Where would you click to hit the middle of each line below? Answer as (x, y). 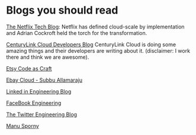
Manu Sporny (23, 126)
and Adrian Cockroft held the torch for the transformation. (77, 33)
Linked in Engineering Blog (39, 91)
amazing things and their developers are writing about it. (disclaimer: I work (98, 50)
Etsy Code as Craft (29, 68)
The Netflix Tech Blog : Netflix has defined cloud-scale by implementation (95, 27)
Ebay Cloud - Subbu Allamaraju (44, 80)
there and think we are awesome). (48, 57)
